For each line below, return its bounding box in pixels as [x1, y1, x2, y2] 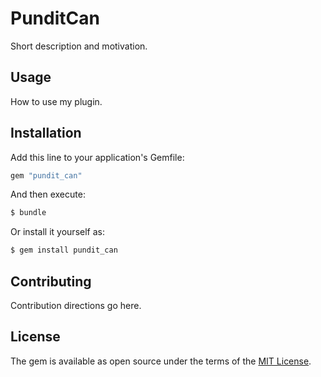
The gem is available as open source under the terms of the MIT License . [10, 355, 312, 367]
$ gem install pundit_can [10, 245, 118, 256]
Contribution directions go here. [10, 300, 142, 311]
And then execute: [10, 188, 86, 201]
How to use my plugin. [10, 95, 103, 107]
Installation [10, 125, 82, 142]
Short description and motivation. [10, 40, 148, 52]
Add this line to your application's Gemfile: [10, 151, 185, 163]
